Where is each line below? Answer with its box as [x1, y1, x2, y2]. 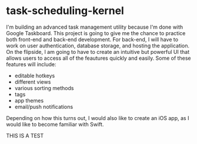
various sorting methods [14, 84, 74, 91]
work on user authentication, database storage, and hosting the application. [6, 42, 190, 49]
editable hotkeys [14, 72, 55, 79]
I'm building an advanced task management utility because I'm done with [6, 23, 183, 30]
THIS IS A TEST [6, 132, 44, 139]
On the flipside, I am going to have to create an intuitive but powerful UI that [6, 48, 190, 55]
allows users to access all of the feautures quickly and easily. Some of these [6, 54, 191, 61]
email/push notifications [14, 103, 74, 110]
